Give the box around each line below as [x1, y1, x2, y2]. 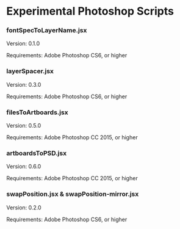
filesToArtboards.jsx [6, 108, 68, 117]
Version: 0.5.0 [6, 122, 41, 129]
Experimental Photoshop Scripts [6, 4, 174, 18]
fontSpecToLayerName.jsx [6, 26, 87, 35]
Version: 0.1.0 [6, 40, 40, 47]
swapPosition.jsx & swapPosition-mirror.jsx [6, 190, 139, 198]
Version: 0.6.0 [6, 163, 41, 170]
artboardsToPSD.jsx [6, 149, 67, 157]
